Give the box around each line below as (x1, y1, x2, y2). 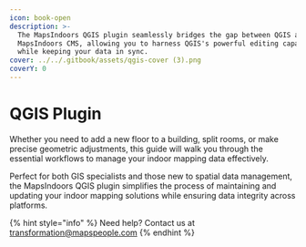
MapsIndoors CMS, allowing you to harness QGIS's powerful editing (17, 38, 280, 48)
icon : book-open (9, 13, 71, 23)
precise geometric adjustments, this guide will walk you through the (9, 143, 264, 154)
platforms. (9, 200, 48, 211)
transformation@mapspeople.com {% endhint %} (9, 227, 196, 238)
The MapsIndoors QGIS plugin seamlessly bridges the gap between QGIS (17, 30, 291, 39)
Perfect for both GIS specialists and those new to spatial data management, (9, 170, 293, 181)
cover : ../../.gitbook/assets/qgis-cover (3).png (9, 56, 202, 65)
